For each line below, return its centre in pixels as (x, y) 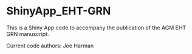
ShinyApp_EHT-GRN (59, 11)
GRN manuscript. (28, 34)
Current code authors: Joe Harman (50, 46)
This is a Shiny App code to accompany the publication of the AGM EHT (96, 28)
